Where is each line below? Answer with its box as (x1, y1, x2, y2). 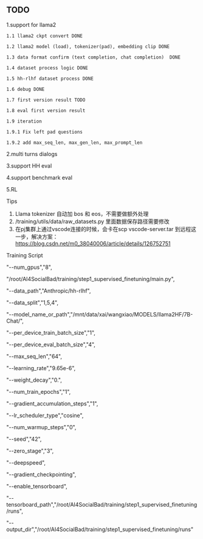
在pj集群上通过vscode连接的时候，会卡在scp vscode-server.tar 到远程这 (15, 225, 196, 232)
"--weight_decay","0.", (6, 376, 62, 384)
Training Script (6, 251, 44, 259)
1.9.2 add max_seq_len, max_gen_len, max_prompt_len (6, 140, 143, 146)
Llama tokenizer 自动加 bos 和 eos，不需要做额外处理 (15, 210, 149, 217)
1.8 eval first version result (6, 107, 86, 113)
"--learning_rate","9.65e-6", (6, 364, 76, 371)
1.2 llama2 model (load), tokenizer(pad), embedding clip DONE (6, 43, 170, 49)
